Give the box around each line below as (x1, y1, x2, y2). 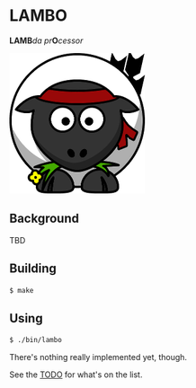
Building (9, 261, 57, 277)
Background (9, 211, 79, 226)
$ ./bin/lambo (9, 336, 63, 345)
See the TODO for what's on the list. (9, 369, 143, 380)
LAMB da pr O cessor (9, 35, 84, 46)
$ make (9, 286, 34, 295)
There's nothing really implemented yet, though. (9, 352, 187, 363)
